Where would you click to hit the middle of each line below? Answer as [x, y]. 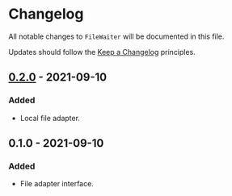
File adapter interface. [57, 184]
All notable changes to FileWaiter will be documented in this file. [116, 36]
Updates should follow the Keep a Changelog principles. [102, 52]
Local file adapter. [50, 118]
